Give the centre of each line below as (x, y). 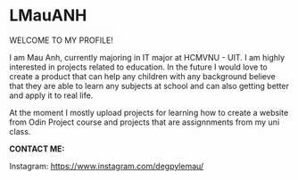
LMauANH (48, 16)
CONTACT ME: (37, 149)
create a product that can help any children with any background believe (143, 76)
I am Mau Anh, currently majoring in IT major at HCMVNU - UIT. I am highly (147, 57)
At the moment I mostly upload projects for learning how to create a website (149, 112)
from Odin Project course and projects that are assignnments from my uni (145, 122)
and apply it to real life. (51, 95)
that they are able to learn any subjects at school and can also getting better (149, 86)
